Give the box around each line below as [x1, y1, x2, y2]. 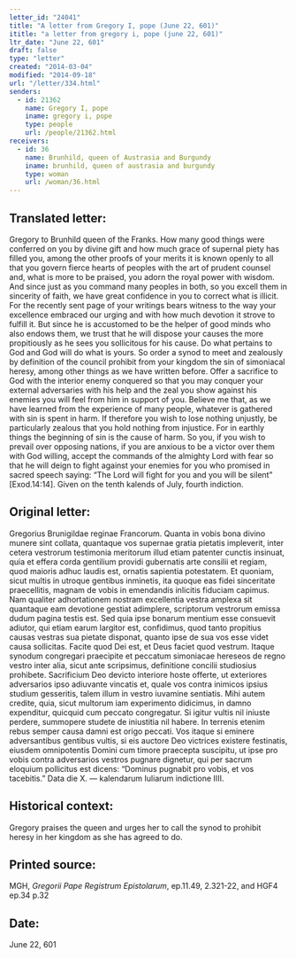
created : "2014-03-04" [9, 63, 93, 72]
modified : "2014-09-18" [9, 71, 97, 80]
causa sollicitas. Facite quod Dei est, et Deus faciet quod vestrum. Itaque [9, 641, 276, 651]
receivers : [9, 136, 49, 145]
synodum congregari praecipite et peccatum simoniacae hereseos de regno [9, 650, 285, 661]
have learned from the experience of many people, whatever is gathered [9, 403, 273, 414]
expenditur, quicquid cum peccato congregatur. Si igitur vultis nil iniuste [9, 706, 270, 718]
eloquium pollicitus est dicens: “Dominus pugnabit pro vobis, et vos [9, 763, 254, 774]
